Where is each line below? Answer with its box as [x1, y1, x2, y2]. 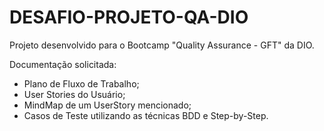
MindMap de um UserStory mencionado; [23, 99, 192, 111]
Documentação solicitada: [9, 58, 117, 70]
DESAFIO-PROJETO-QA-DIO [9, 6, 249, 29]
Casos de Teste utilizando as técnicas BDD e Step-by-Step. [23, 109, 269, 121]
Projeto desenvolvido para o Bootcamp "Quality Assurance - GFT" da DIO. [9, 39, 315, 51]
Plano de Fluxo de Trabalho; [23, 77, 140, 90]
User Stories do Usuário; [23, 88, 126, 100]
